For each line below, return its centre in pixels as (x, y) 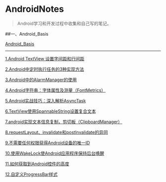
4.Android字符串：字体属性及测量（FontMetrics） (56, 90)
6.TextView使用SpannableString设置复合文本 (51, 111)
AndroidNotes (35, 9)
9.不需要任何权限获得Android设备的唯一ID (48, 142)
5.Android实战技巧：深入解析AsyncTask (45, 100)
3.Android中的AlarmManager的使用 (41, 80)
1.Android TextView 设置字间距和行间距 (45, 58)
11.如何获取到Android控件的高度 (37, 164)
